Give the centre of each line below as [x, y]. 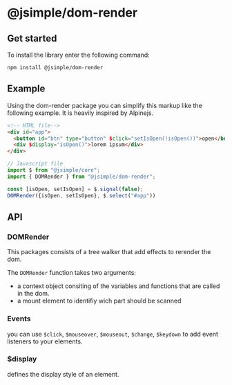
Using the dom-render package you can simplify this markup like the [105, 105]
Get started [32, 38]
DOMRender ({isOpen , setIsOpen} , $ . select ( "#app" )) [81, 195]
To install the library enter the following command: [78, 55]
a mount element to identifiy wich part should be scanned [99, 301]
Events [19, 319]
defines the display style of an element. [63, 374]
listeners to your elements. [45, 341]
